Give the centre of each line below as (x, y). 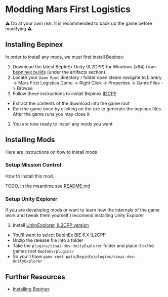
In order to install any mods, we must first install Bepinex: (65, 57)
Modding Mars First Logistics (68, 9)
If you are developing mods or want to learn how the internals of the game (82, 210)
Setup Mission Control (33, 165)
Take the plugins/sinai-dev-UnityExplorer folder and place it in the (83, 246)
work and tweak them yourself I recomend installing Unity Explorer (75, 216)
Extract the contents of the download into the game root (71, 103)
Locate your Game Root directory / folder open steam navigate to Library (87, 77)
